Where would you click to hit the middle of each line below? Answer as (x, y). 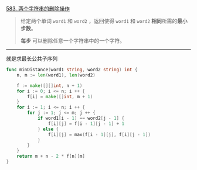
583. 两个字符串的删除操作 (38, 8)
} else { (48, 129)
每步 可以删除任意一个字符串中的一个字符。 (72, 41)
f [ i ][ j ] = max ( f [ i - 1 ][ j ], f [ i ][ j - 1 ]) (99, 134)
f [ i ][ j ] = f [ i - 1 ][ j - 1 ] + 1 (86, 124)
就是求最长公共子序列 (32, 58)
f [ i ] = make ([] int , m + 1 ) (60, 96)
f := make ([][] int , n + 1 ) (50, 86)
